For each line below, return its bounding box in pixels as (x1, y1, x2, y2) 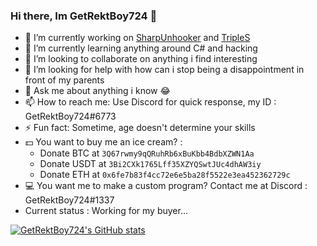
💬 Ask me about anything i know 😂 (24, 85, 171, 97)
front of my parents (24, 74, 105, 86)
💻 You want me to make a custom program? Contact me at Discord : (24, 180, 308, 192)
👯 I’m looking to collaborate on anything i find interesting (24, 53, 258, 65)
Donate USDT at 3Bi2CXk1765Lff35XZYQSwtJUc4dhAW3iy (39, 158, 262, 170)
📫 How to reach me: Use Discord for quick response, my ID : (24, 96, 277, 108)
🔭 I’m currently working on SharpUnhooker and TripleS (24, 32, 251, 44)
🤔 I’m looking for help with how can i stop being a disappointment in (24, 64, 305, 76)
